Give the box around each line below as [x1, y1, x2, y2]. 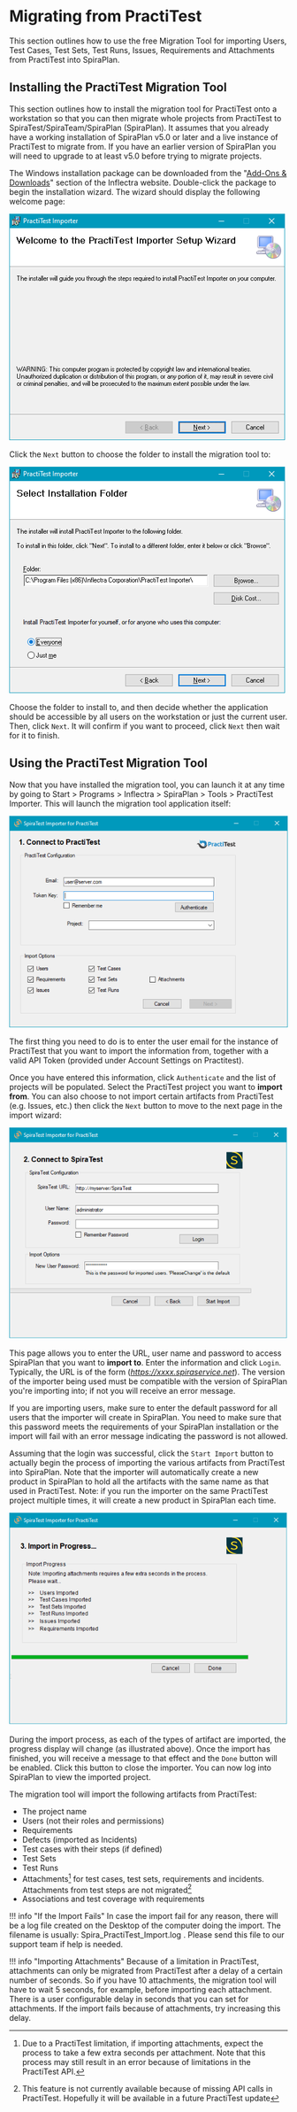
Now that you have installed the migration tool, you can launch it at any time [9, 779, 286, 790]
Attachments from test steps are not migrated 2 [21, 1883, 193, 1895]
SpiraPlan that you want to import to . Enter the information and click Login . [9, 1358, 282, 1368]
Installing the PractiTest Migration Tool [9, 80, 227, 95]
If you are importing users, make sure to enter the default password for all [9, 1403, 278, 1413]
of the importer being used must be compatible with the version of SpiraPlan [9, 1376, 288, 1387]
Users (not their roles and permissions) [21, 1815, 165, 1826]
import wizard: [9, 1110, 62, 1120]
